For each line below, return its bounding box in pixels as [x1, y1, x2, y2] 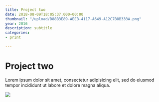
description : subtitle [5, 26, 52, 31]
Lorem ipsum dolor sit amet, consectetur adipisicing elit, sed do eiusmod [5, 77, 155, 83]
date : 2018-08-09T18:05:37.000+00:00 [5, 12, 84, 17]
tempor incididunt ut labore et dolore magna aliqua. [5, 82, 111, 88]
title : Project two [5, 7, 46, 12]
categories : [5, 30, 30, 35]
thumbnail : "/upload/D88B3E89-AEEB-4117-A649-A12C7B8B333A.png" [5, 16, 142, 21]
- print [5, 35, 21, 40]
